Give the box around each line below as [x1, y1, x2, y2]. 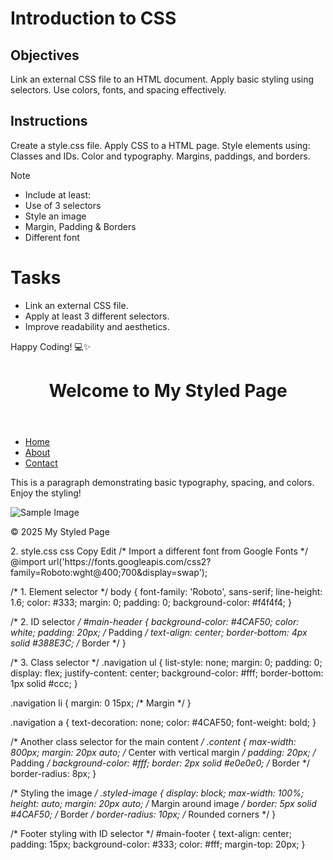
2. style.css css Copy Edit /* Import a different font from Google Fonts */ [10, 545, 308, 557]
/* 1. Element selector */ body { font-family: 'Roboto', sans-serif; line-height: [10, 585, 323, 597]
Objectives [10, 47, 80, 64]
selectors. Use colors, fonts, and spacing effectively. [10, 84, 227, 96]
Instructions [10, 113, 88, 130]
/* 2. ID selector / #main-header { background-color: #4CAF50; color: [10, 615, 300, 627]
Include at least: [24, 188, 92, 201]
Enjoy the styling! [10, 487, 82, 499]
